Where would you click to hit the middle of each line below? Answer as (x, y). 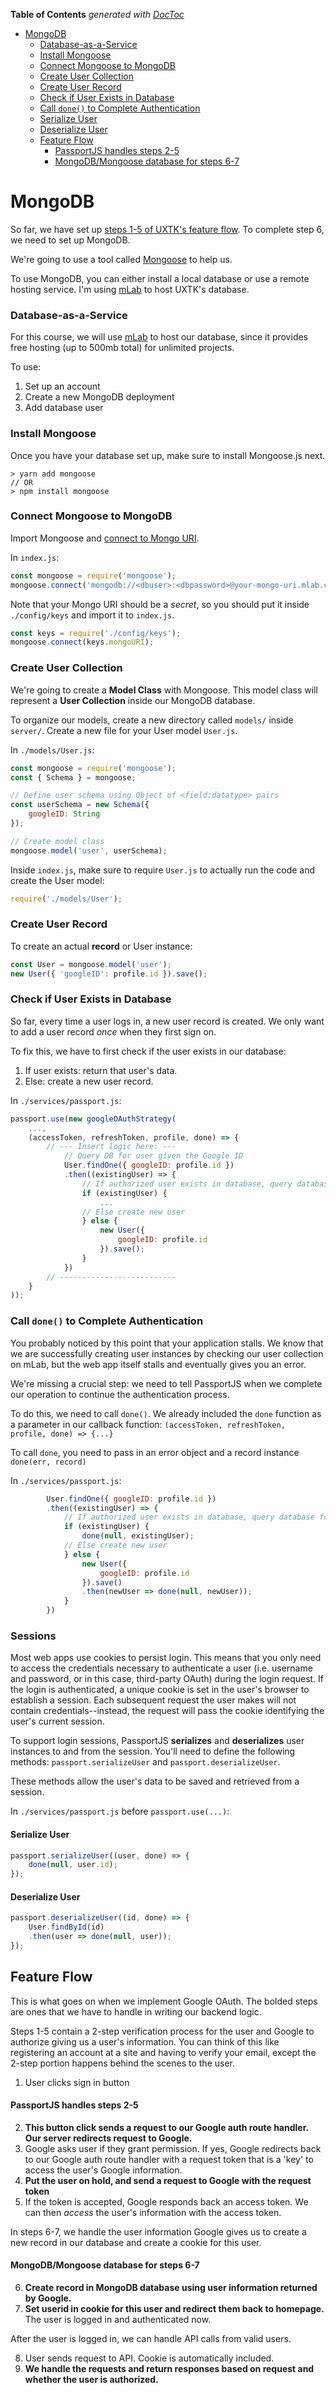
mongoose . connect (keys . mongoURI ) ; (82, 642)
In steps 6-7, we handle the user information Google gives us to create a (158, 2231)
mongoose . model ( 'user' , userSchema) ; (89, 850)
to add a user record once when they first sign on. (113, 1031)
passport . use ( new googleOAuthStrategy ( (93, 1119)
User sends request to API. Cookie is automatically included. (149, 2358)
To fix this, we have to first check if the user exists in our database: (148, 1051)
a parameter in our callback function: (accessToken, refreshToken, (148, 1424)
